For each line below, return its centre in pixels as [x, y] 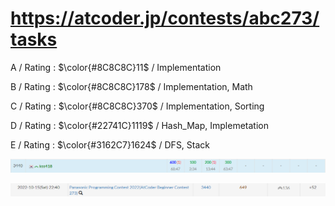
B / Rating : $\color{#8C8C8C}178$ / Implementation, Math [131, 86]
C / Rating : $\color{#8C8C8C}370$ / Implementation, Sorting [137, 106]
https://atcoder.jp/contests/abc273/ [165, 18]
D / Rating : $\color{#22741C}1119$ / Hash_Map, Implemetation [139, 125]
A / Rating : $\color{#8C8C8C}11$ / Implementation [116, 67]
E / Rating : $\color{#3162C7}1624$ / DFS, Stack [110, 144]
